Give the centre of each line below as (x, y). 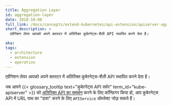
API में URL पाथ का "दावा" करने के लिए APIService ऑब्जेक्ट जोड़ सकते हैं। (70, 98)
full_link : (17, 24)
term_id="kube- (130, 87)
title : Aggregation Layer (33, 10)
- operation (23, 62)
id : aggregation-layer (29, 15)
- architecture (26, 52)
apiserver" (16, 93)
